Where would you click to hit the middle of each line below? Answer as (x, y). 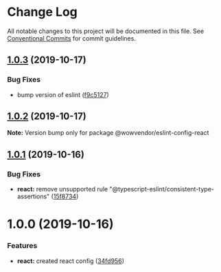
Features (22, 246)
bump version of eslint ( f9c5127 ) (63, 94)
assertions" (33, 196)
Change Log (42, 12)
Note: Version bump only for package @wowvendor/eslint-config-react (108, 133)
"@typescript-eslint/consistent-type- (162, 189)
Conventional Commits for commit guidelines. (71, 38)
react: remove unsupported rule (62, 189)
